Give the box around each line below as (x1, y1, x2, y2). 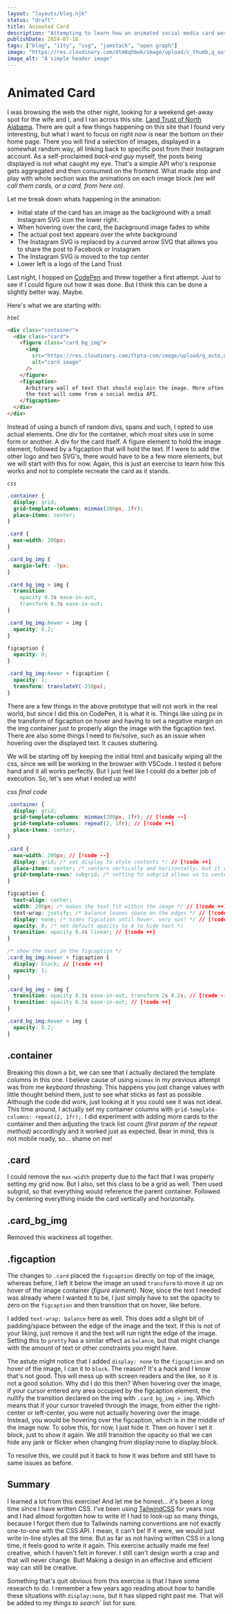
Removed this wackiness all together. (7, 1233, 113, 1242)
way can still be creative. (7, 1563, 78, 1571)
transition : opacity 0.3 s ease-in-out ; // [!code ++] (13, 999, 171, 1006)
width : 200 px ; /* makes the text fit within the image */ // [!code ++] (13, 903, 227, 910)
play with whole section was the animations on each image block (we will (7, 174, 215, 182)
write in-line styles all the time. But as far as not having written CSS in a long (7, 1534, 224, 1542)
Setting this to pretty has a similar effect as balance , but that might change (7, 1336, 220, 1344)
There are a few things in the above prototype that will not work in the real (7, 701, 217, 710)
